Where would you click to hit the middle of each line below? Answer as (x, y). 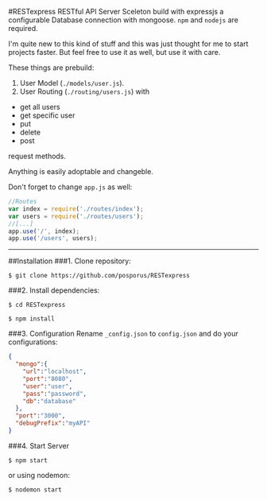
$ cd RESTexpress (37, 305)
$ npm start (28, 460)
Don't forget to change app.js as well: (70, 187)
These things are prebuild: (51, 68)
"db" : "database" (50, 401)
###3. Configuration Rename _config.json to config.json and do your (123, 334)
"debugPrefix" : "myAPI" (53, 423)
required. (23, 28)
